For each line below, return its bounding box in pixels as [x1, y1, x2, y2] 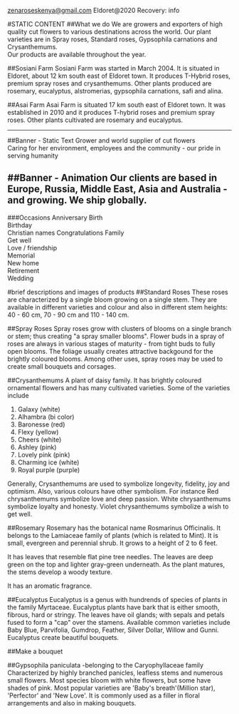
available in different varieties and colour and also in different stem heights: [7, 302, 228, 311]
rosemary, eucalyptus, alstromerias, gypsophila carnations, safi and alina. [7, 87, 223, 95]
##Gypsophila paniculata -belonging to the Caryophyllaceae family [7, 661, 204, 669]
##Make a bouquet [7, 647, 63, 656]
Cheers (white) [17, 435, 62, 444]
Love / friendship [7, 243, 58, 252]
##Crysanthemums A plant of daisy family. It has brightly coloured [7, 376, 202, 384]
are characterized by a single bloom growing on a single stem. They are [7, 295, 218, 304]
